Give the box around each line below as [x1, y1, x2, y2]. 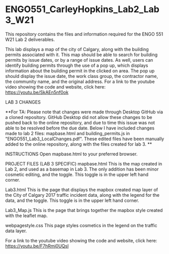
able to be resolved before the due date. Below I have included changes [5, 125, 155, 131]
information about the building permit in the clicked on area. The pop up [5, 67, 155, 74]
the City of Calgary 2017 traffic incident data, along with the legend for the [5, 192, 160, 198]
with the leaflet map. [5, 213, 48, 219]
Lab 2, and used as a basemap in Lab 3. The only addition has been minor [5, 166, 159, 172]
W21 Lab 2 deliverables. [5, 36, 55, 43]
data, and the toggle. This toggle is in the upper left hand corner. [5, 197, 140, 203]
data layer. [5, 228, 27, 234]
